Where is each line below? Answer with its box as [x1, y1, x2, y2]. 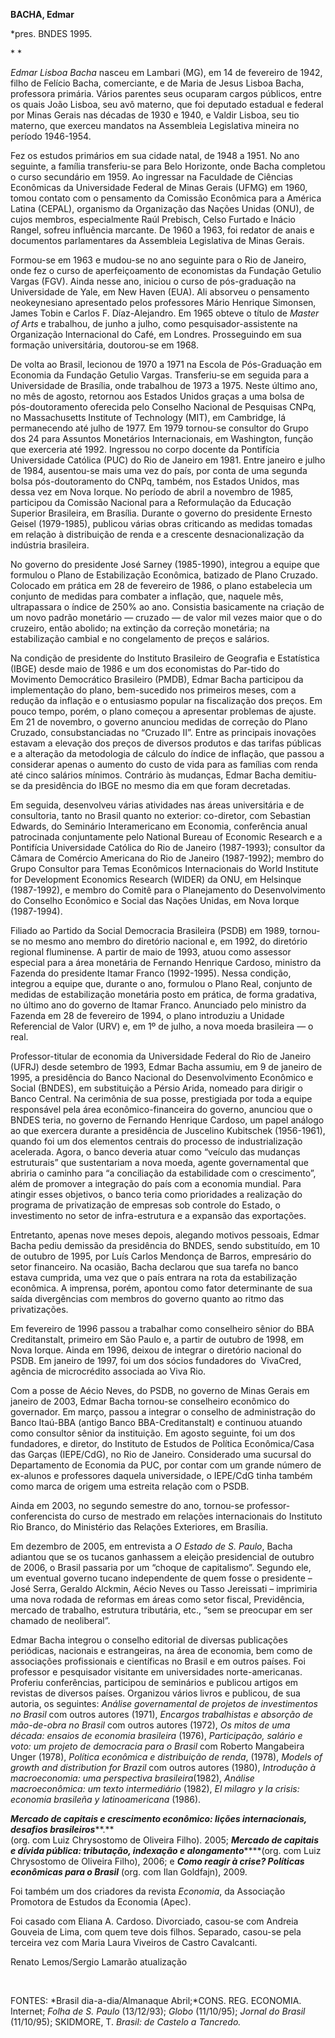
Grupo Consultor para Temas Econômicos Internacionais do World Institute [10, 863, 319, 874]
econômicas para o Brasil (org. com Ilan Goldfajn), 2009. [10, 1866, 248, 1878]
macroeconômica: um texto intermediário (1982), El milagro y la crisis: [10, 1783, 300, 1794]
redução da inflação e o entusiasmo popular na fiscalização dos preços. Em [10, 695, 323, 706]
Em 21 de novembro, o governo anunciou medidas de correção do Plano [10, 716, 308, 728]
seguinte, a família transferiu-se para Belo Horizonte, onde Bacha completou [10, 160, 326, 172]
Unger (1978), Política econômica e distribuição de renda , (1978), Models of [10, 1751, 323, 1763]
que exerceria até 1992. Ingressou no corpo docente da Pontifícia [10, 444, 280, 455]
